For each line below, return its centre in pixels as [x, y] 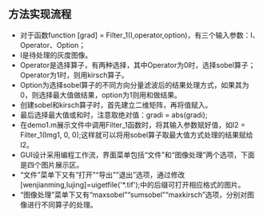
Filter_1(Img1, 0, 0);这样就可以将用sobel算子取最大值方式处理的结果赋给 [136, 135]
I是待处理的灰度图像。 [56, 55]
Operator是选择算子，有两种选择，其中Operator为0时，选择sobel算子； [137, 65]
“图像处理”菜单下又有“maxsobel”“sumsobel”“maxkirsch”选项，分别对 [133, 195]
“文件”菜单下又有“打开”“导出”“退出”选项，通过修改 [102, 175]
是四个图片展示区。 [52, 164]
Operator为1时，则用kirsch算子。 [74, 75]
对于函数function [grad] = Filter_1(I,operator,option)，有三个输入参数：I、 [139, 35]
